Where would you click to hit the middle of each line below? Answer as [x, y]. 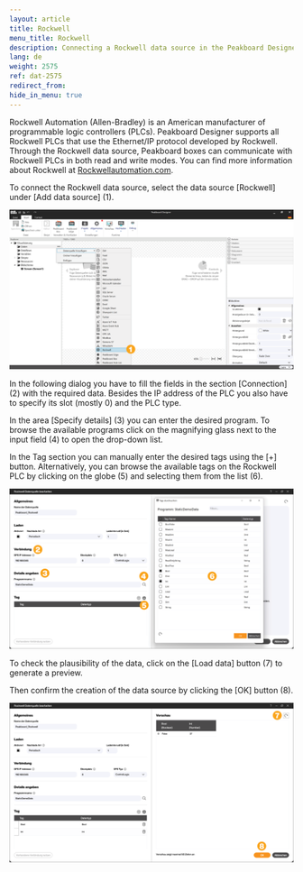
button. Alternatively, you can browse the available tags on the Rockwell [143, 467]
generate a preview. [46, 673]
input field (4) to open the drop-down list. [87, 440]
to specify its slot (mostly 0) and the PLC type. [96, 403]
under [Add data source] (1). [62, 197]
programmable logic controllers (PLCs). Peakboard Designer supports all [144, 132]
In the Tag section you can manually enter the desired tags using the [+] [143, 457]
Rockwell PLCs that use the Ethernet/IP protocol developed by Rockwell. [143, 141]
